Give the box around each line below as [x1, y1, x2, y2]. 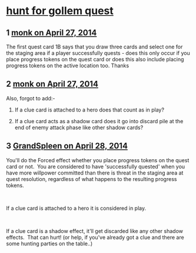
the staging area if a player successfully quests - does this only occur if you [6, 50, 190, 57]
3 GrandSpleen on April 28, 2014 [6, 141, 128, 151]
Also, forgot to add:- [6, 94, 55, 101]
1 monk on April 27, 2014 [6, 28, 97, 38]
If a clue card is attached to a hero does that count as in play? [14, 106, 165, 113]
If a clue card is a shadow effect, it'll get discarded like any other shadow [6, 227, 184, 234]
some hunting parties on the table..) [6, 240, 93, 247]
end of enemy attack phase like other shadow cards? [14, 124, 144, 131]
